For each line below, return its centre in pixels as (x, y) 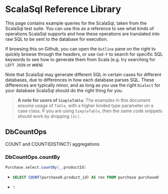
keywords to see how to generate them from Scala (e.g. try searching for (80, 59)
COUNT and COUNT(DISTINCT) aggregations (52, 144)
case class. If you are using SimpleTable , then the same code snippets (90, 111)
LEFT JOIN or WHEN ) (24, 65)
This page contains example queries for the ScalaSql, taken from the (76, 23)
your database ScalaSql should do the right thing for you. (64, 90)
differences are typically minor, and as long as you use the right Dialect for (83, 85)
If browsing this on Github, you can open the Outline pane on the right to (80, 49)
